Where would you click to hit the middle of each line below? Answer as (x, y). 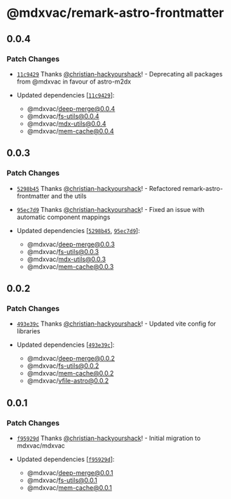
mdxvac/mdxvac (41, 445)
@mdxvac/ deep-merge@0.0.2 (71, 359)
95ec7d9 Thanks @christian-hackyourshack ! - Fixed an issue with (110, 209)
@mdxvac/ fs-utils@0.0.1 (62, 480)
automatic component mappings (63, 217)
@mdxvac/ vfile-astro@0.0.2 (68, 381)
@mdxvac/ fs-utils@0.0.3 (63, 251)
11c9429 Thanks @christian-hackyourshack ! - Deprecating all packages (120, 74)
